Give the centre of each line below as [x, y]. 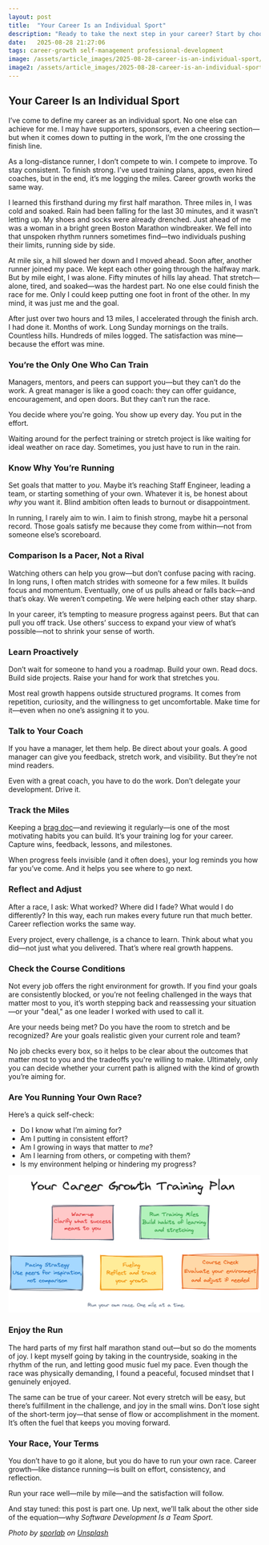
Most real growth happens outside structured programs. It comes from [125, 693]
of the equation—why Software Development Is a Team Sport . [111, 1518]
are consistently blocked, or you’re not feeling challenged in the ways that [130, 995]
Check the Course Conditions [67, 969]
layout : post [30, 17]
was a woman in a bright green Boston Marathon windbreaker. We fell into [130, 227]
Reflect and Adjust [45, 889]
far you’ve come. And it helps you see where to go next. [101, 869]
